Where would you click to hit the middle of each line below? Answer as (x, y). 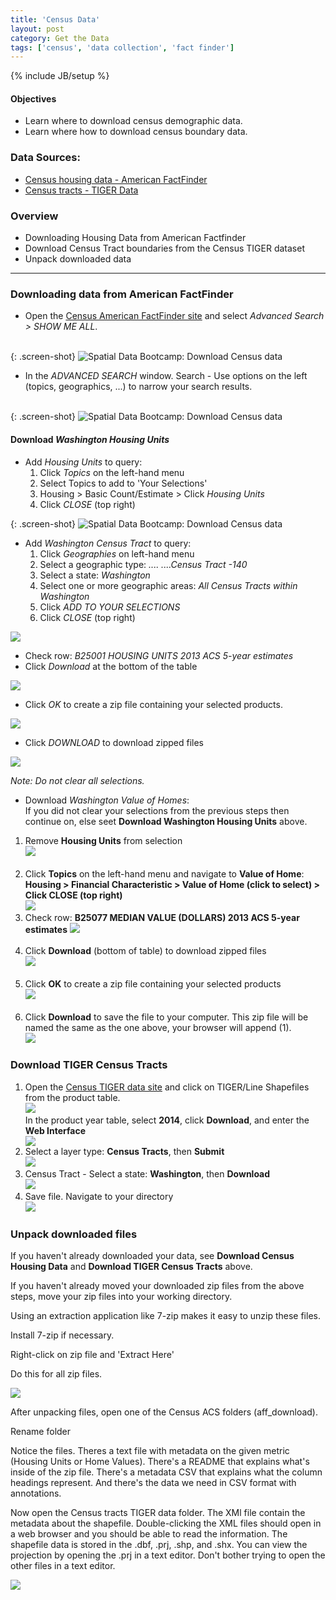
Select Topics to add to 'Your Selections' (123, 483)
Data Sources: (45, 158)
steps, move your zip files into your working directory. (121, 1297)
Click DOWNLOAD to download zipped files (114, 742)
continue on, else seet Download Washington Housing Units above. (166, 821)
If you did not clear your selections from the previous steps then (157, 810)
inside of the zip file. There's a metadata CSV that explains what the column (166, 1472)
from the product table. (72, 1097)
